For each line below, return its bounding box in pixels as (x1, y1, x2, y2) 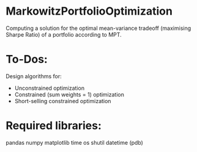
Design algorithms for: (6, 72, 62, 80)
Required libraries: (6, 119, 102, 132)
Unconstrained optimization (14, 84, 85, 92)
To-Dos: (6, 52, 48, 67)
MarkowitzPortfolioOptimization (6, 4, 173, 18)
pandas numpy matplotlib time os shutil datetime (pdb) (6, 139, 143, 146)
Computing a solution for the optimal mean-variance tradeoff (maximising (6, 24, 191, 32)
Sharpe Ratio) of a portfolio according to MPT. (6, 31, 122, 38)
